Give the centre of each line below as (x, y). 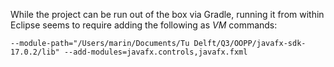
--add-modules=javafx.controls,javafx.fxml (155, 52)
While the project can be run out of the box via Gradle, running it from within (167, 14)
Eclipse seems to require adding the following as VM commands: (144, 25)
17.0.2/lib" (35, 52)
